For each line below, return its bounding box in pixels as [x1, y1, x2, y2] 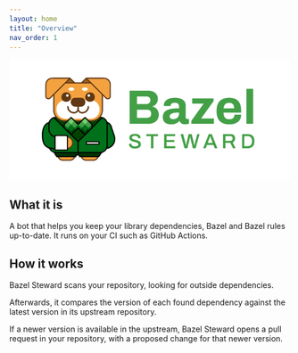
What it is [9, 197, 63, 212]
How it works [9, 256, 84, 271]
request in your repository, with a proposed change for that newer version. [9, 333, 284, 343]
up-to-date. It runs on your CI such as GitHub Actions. [9, 230, 208, 241]
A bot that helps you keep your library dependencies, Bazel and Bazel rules [9, 221, 286, 232]
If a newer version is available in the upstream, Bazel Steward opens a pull [9, 324, 282, 334]
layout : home [9, 14, 58, 23]
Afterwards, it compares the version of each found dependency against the [9, 297, 286, 308]
